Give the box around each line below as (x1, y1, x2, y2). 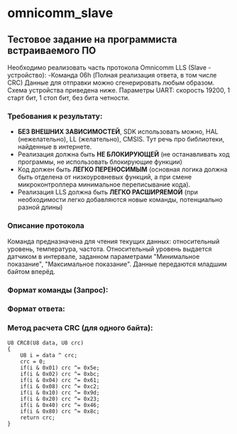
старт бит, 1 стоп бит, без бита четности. (7, 94, 130, 102)
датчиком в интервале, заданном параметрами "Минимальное (7, 252, 200, 260)
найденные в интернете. (17, 142, 92, 151)
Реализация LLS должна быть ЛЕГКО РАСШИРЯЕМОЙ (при (17, 188, 199, 196)
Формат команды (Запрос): (7, 285, 109, 295)
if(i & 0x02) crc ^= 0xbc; (20, 370, 100, 378)
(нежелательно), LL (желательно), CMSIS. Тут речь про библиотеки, (17, 135, 225, 144)
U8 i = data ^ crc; (20, 351, 78, 359)
